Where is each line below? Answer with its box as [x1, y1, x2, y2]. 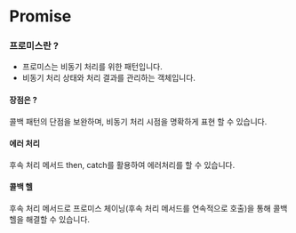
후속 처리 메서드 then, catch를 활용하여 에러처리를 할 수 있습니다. [9, 159, 236, 170]
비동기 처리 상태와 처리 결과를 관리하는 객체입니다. [21, 73, 196, 84]
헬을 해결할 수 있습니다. [9, 214, 91, 225]
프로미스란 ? [9, 40, 60, 52]
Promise [9, 6, 72, 27]
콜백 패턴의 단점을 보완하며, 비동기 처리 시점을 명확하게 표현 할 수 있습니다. [9, 116, 268, 126]
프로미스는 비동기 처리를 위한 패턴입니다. [21, 61, 163, 72]
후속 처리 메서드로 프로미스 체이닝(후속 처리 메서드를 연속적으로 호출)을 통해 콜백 [9, 203, 288, 214]
